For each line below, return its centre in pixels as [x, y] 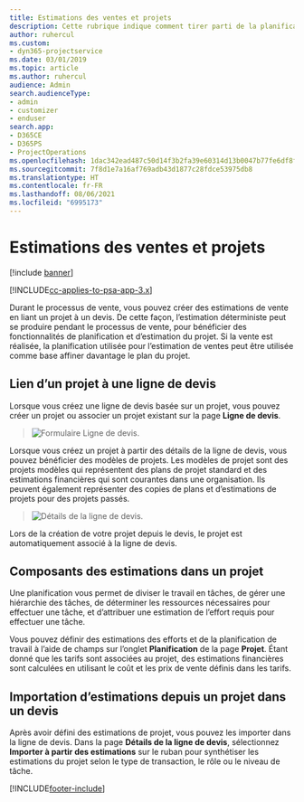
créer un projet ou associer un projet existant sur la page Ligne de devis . [145, 415]
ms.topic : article [44, 69]
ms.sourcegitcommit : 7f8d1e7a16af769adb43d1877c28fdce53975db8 [131, 169]
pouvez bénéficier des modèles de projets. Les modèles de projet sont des [149, 460]
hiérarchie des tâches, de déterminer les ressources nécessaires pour [140, 603]
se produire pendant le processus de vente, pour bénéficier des [128, 326]
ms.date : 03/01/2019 [48, 60]
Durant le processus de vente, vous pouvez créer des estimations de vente [149, 307]
